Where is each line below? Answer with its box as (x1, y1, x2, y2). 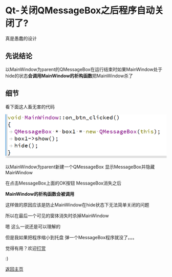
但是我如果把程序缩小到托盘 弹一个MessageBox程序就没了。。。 (5, 234, 137, 240)
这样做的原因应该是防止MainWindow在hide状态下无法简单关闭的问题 (5, 201, 149, 207)
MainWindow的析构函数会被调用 (5, 191, 75, 197)
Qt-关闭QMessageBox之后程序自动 (5, 5, 155, 16)
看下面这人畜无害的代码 (5, 103, 55, 110)
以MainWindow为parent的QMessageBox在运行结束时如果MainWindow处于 (5, 66, 163, 72)
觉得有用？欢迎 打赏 (5, 245, 46, 251)
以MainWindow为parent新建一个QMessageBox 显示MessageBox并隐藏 (5, 164, 155, 170)
